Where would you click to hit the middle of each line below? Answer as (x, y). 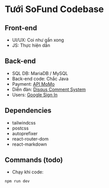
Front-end (21, 28)
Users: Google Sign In (35, 95)
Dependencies (28, 111)
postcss (20, 128)
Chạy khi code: (28, 172)
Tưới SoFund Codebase (54, 9)
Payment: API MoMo (33, 84)
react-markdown (30, 144)
